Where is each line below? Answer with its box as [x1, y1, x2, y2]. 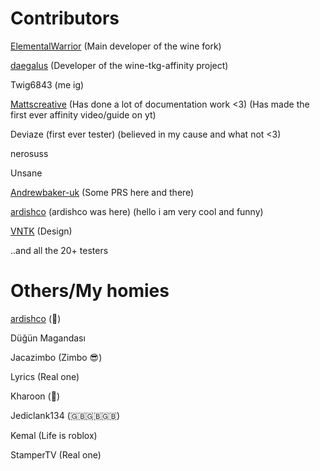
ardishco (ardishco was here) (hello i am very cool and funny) [10, 205, 264, 217]
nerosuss [10, 147, 49, 159]
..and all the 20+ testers [10, 244, 109, 256]
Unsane [10, 167, 43, 179]
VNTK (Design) [10, 225, 73, 237]
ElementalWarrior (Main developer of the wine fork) [10, 40, 222, 52]
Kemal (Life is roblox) [10, 429, 98, 441]
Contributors [10, 7, 120, 30]
